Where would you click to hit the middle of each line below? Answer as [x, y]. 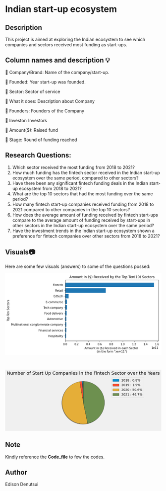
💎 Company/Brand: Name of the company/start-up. [57, 72]
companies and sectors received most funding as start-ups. [66, 45]
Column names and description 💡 [57, 60]
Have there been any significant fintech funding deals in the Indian [80, 183]
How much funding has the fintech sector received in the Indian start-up [86, 172]
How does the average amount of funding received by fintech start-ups [85, 215]
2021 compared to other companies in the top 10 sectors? [71, 209]
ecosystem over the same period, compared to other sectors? [75, 178]
